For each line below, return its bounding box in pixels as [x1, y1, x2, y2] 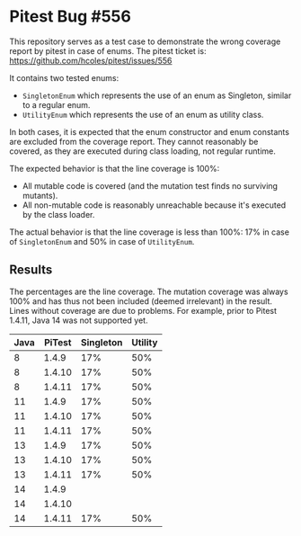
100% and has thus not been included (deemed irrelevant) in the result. [9, 295, 272, 307]
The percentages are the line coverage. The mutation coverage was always [9, 286, 289, 297]
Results [9, 263, 53, 278]
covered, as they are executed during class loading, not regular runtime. [9, 146, 277, 156]
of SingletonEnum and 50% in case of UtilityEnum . [9, 236, 195, 246]
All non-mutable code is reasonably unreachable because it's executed [22, 200, 287, 210]
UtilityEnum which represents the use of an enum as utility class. [22, 109, 264, 120]
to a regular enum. [22, 99, 91, 110]
